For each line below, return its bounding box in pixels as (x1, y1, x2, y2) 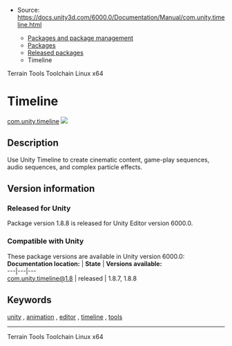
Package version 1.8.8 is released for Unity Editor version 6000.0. (7, 219, 193, 227)
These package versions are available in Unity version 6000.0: (7, 252, 185, 260)
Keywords (7, 294, 52, 306)
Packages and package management (27, 34, 133, 42)
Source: (17, 6, 40, 14)
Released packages (27, 48, 84, 57)
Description (7, 137, 59, 149)
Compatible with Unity (7, 236, 84, 246)
